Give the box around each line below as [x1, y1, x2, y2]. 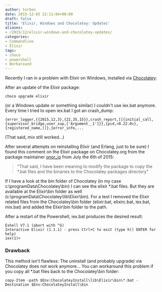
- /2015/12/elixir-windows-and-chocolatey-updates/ [5, 30, 112, 35]
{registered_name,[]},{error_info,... [5, 125, 84, 131]
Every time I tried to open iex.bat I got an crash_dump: [5, 108, 114, 114]
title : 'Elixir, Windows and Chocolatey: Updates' [5, 21, 110, 26]
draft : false [5, 16, 32, 21]
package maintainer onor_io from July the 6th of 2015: [5, 154, 114, 160]
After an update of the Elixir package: [5, 84, 80, 90]
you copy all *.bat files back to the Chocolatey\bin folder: [5, 269, 120, 274]
